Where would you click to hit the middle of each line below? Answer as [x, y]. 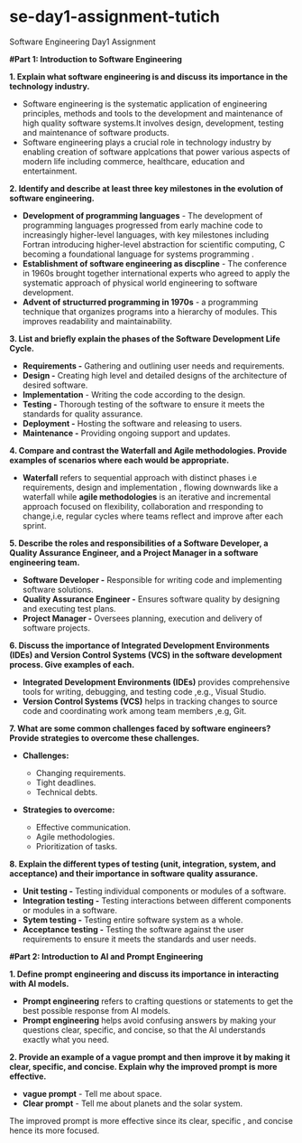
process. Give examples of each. [72, 664]
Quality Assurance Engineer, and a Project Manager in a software [134, 552]
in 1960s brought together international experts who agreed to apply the [156, 273]
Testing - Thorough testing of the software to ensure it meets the [144, 404]
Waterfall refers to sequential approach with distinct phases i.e [139, 477]
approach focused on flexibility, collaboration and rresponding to [143, 506]
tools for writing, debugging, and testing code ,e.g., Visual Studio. [144, 691]
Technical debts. [67, 792]
